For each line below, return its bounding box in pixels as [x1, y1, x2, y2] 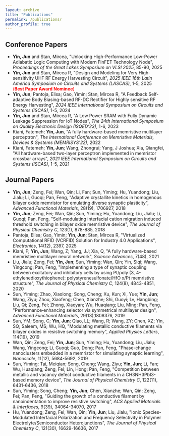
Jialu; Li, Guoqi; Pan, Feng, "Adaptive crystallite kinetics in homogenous [12, 194, 162, 200]
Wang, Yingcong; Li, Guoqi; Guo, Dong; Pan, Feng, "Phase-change [12, 345, 151, 351]
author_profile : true [5, 21, 51, 27]
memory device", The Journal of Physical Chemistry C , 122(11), [27, 377, 158, 383]
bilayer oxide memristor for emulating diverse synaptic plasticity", [12, 200, 149, 206]
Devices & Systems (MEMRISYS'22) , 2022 [12, 139, 101, 146]
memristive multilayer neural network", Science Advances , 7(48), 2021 [12, 253, 159, 259]
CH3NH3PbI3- [125, 371, 156, 377]
